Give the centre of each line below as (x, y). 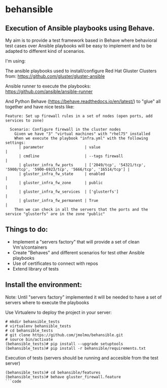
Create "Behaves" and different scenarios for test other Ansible (78, 252)
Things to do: (27, 230)
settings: (16, 143)
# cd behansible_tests (29, 331)
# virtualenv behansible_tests (38, 326)
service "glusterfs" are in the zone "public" (55, 214)
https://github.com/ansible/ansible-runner (49, 92)
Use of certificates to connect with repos (55, 263)
